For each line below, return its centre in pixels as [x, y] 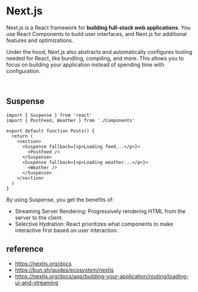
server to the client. [39, 217]
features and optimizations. [40, 40]
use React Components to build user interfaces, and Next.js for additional [97, 34]
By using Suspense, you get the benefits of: [60, 199]
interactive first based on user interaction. [66, 230]
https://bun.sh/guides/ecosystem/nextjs [64, 270]
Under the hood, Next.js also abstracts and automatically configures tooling [99, 51]
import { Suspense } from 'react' [49, 115]
